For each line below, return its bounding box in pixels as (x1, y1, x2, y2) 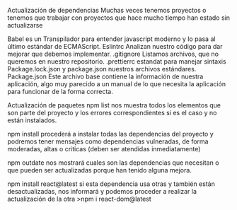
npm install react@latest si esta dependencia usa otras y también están (7, 180, 216, 188)
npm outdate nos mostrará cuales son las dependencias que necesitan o (7, 158, 219, 167)
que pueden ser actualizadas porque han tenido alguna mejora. (7, 166, 192, 174)
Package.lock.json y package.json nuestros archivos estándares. (7, 65, 197, 73)
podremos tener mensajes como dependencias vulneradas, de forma (7, 137, 209, 146)
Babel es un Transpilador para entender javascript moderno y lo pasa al (7, 35, 216, 43)
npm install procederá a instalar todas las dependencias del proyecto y (7, 130, 214, 138)
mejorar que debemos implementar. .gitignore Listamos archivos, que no (7, 49, 219, 58)
